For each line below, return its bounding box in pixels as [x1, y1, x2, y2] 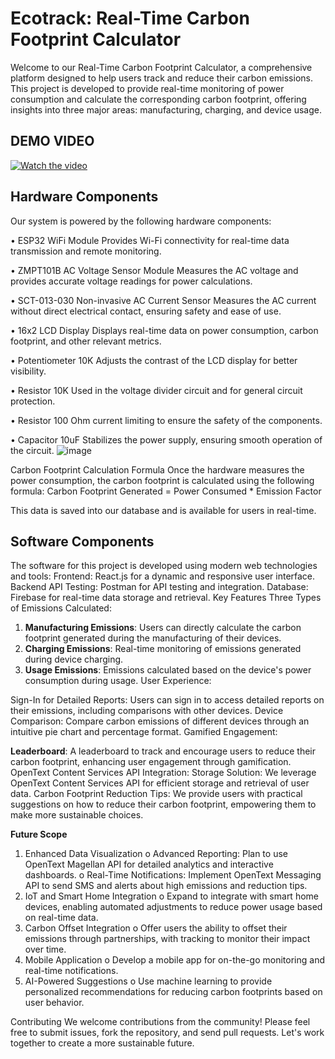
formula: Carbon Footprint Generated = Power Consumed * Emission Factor [10, 485, 322, 497]
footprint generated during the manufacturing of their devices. [24, 632, 282, 644]
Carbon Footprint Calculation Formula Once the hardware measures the [10, 463, 305, 476]
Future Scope [10, 828, 68, 841]
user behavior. [24, 997, 85, 1009]
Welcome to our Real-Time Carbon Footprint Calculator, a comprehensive [10, 61, 313, 73]
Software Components [10, 533, 155, 550]
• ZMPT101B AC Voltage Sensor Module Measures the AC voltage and [10, 264, 299, 276]
